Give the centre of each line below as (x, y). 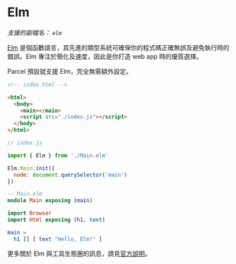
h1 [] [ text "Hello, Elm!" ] (58, 239)
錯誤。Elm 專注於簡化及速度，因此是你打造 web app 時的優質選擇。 (105, 56)
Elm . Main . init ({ (31, 168)
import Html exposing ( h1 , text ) (56, 220)
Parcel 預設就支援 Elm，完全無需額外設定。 (70, 71)
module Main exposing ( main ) (50, 201)
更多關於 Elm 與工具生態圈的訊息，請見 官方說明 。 (79, 253)
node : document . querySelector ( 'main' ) (71, 175)
